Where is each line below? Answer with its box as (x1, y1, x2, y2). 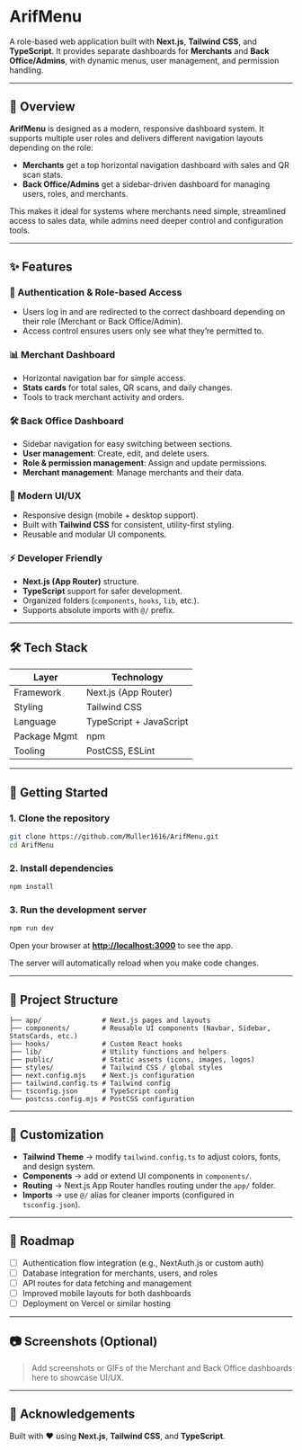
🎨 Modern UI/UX (9, 489, 82, 502)
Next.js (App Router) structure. (22, 575, 139, 586)
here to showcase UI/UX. (31, 1372, 124, 1383)
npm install (9, 883, 54, 892)
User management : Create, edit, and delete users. (22, 448, 209, 459)
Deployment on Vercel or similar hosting (22, 1297, 171, 1309)
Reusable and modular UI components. (22, 529, 167, 540)
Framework (13, 686, 62, 698)
